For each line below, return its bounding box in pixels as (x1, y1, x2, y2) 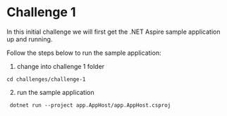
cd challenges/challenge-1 (6, 75, 86, 83)
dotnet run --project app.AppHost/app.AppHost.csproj (9, 101, 171, 109)
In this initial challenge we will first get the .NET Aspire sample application (6, 27, 221, 36)
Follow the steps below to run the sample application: (6, 49, 161, 57)
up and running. (6, 34, 53, 43)
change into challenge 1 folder (16, 62, 105, 70)
